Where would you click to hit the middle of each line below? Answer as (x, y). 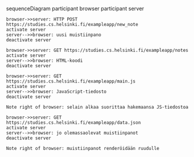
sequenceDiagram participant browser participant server (75, 9)
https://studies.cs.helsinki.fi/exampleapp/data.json (74, 123)
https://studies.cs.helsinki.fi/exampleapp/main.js (71, 81)
